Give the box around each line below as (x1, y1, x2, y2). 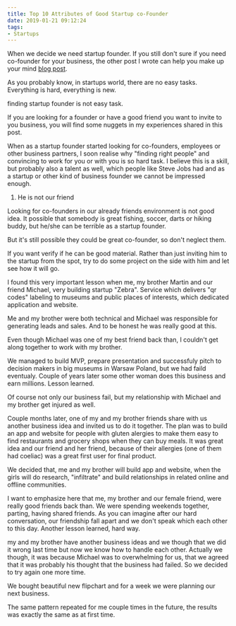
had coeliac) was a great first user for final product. (7, 452, 157, 460)
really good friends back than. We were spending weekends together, (7, 502, 210, 510)
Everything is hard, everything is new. (7, 86, 116, 94)
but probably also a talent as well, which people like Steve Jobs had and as (7, 164, 225, 173)
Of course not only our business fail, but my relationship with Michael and (7, 393, 221, 402)
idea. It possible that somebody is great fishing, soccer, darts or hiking (7, 214, 212, 223)
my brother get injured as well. (7, 400, 96, 409)
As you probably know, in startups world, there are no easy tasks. (7, 79, 197, 87)
